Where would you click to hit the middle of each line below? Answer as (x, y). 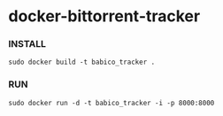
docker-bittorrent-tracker (104, 16)
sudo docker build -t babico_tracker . (82, 62)
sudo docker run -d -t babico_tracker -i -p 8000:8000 (111, 103)
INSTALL (27, 44)
